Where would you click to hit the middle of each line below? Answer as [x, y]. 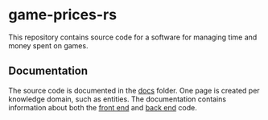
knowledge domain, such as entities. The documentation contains [118, 99]
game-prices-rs [63, 15]
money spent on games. [48, 45]
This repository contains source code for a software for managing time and [133, 37]
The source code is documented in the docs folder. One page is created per [134, 90]
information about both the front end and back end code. [103, 107]
